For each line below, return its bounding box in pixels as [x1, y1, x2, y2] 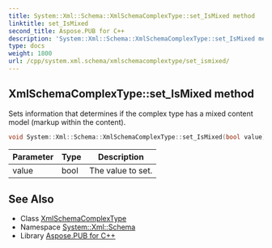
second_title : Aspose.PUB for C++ [8, 27, 125, 35]
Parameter [12, 151, 54, 162]
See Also [8, 192, 54, 206]
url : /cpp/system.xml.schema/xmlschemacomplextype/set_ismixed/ [8, 58, 230, 66]
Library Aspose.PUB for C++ [19, 231, 116, 241]
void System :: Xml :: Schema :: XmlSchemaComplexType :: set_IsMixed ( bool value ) [8, 133, 266, 141]
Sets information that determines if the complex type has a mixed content [8, 109, 253, 118]
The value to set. [88, 165, 153, 176]
